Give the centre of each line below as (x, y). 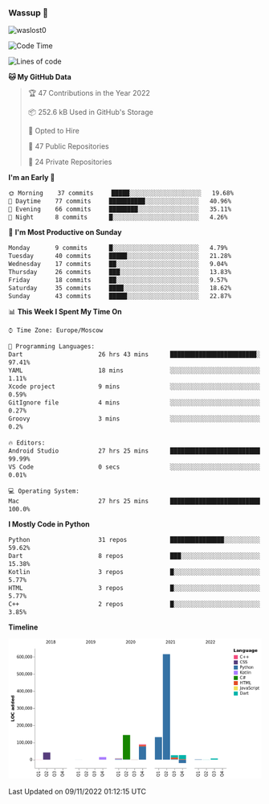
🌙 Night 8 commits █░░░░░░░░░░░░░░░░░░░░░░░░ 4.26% (118, 217)
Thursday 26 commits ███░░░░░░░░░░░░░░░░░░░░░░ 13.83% (120, 273)
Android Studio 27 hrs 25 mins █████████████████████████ (134, 451)
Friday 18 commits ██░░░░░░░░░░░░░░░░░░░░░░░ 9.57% (118, 281)
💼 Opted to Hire (54, 131)
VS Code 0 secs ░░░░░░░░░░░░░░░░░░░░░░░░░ (134, 467)
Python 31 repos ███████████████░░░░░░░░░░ (134, 540)
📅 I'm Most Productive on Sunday (65, 232)
